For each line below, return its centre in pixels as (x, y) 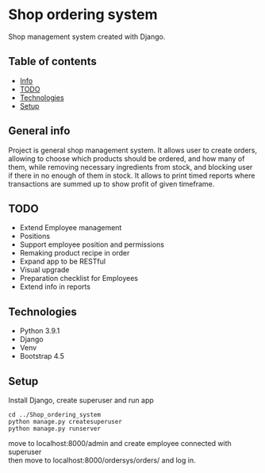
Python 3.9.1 (40, 331)
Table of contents (52, 62)
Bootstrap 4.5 (42, 356)
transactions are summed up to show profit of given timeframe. (111, 183)
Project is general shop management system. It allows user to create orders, (133, 150)
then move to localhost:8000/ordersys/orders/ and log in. (102, 460)
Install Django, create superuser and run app (81, 400)
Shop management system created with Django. (87, 37)
